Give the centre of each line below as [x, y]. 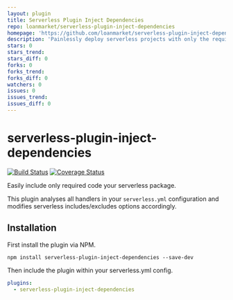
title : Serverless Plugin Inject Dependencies [76, 20]
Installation [32, 228]
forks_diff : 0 [28, 78]
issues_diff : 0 [29, 104]
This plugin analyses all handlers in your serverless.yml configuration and [113, 199]
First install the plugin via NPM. [51, 245]
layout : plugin [29, 14]
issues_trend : [28, 98]
